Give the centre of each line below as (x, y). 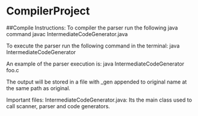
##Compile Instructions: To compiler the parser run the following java (92, 28)
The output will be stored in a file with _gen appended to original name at (97, 82)
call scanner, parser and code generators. (58, 106)
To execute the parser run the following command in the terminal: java (93, 46)
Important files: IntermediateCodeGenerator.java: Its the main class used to (99, 100)
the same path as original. (38, 88)
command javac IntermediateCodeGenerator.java (67, 34)
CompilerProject (48, 11)
